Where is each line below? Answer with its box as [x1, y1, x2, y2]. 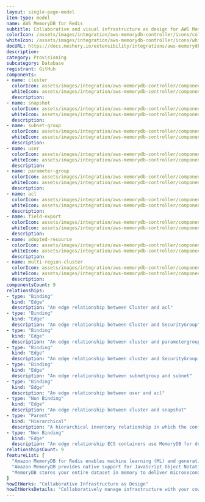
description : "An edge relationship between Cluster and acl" [12, 305, 173, 311]
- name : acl [6, 191, 37, 197]
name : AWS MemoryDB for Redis [6, 20, 84, 26]
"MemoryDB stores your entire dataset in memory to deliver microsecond [12, 469, 201, 476]
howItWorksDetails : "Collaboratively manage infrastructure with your [6, 487, 190, 493]
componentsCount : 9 [6, 282, 56, 288]
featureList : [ [6, 452, 45, 459]
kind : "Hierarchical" [12, 418, 67, 424]
